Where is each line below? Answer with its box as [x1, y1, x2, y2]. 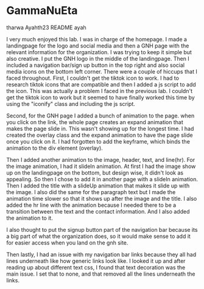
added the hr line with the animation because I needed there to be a [6, 201, 177, 209]
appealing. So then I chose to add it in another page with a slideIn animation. [6, 175, 199, 183]
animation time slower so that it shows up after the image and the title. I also [6, 195, 197, 202]
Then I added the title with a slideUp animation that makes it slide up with [6, 182, 190, 189]
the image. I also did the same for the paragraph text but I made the [6, 188, 176, 195]
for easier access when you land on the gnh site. [6, 239, 128, 246]
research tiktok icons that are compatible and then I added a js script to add [6, 80, 196, 88]
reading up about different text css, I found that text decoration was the [6, 263, 186, 271]
